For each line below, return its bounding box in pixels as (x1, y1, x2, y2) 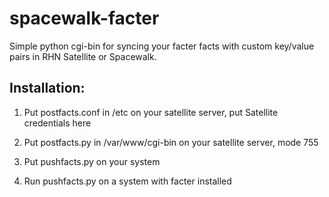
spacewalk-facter (9, 7, 160, 30)
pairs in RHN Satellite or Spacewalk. (9, 50, 157, 62)
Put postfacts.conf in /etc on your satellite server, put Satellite (23, 106, 279, 118)
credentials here (23, 117, 92, 129)
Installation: (9, 80, 86, 97)
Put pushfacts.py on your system (23, 155, 161, 167)
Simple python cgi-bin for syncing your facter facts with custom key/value (9, 40, 315, 52)
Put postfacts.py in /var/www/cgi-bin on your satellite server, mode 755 (23, 136, 319, 148)
